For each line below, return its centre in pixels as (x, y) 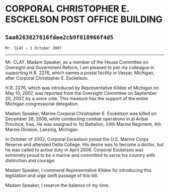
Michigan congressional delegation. (42, 104)
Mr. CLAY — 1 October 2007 (33, 48)
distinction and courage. (30, 160)
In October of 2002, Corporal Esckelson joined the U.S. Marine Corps (77, 139)
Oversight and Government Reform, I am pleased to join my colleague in (80, 67)
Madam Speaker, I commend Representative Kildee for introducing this (78, 170)
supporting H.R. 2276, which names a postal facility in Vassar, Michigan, (80, 73)
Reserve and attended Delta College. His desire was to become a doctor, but (84, 144)
